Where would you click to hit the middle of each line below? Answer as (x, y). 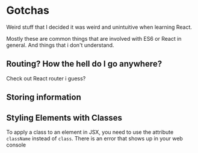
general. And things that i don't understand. (60, 45)
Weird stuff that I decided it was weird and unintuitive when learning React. (99, 27)
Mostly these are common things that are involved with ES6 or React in (94, 38)
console (16, 145)
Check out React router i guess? (46, 78)
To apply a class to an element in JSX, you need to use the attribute (90, 132)
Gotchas (28, 10)
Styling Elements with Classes (64, 118)
